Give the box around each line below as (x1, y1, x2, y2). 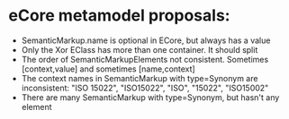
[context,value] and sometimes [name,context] (21, 64, 195, 74)
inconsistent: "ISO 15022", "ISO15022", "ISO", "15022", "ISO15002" (21, 82, 269, 93)
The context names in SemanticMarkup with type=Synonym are (21, 72, 258, 83)
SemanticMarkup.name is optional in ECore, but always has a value (21, 35, 271, 46)
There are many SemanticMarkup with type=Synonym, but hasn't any (21, 91, 280, 103)
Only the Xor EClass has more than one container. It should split (21, 44, 258, 55)
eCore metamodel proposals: (8, 5, 230, 26)
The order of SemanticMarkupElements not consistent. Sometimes (21, 54, 269, 64)
